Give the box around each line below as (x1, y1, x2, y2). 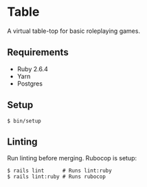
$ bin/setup (7, 117, 41, 124)
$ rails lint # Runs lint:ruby (7, 167, 112, 175)
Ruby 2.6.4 (16, 64, 48, 73)
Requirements (7, 47, 69, 58)
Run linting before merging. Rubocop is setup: (7, 154, 137, 162)
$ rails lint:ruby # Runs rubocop (7, 173, 106, 180)
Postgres (16, 79, 43, 88)
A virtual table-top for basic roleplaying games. (7, 27, 141, 35)
